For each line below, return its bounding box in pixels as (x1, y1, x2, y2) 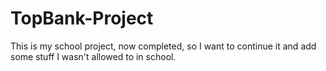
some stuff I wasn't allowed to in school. (10, 50, 177, 62)
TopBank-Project (10, 7, 154, 30)
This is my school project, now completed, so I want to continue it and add (10, 40, 317, 52)
